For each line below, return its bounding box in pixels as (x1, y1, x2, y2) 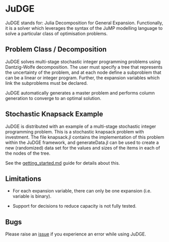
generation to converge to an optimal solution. (5, 95, 101, 101)
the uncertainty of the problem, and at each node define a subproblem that (5, 69, 161, 75)
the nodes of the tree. (5, 150, 51, 156)
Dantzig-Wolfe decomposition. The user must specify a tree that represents (5, 64, 163, 70)
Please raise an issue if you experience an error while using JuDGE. (5, 231, 147, 237)
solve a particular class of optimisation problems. (5, 30, 108, 36)
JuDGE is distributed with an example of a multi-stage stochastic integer (5, 123, 156, 129)
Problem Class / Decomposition (5, 45, 107, 54)
